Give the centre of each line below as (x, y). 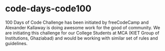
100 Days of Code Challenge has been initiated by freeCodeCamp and (77, 22)
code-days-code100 (48, 9)
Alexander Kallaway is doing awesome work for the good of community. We (83, 27)
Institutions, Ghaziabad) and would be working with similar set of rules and (82, 38)
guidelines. (16, 43)
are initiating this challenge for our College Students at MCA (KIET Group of (82, 33)
